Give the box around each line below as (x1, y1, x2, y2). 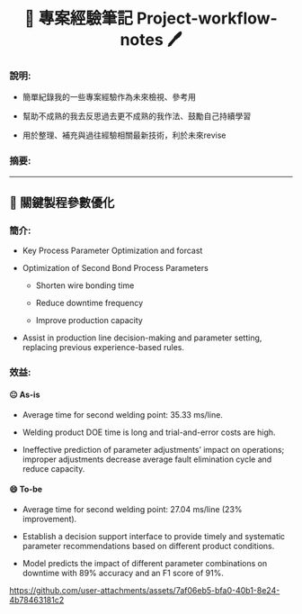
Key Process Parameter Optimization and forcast (22, 245, 203, 257)
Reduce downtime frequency (35, 298, 144, 309)
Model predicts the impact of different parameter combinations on (22, 557, 268, 568)
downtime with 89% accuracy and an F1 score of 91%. (22, 567, 225, 578)
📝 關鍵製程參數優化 (9, 195, 115, 211)
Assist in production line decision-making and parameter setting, (22, 332, 262, 343)
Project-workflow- (136, 8, 279, 29)
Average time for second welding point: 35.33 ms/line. (22, 409, 223, 420)
